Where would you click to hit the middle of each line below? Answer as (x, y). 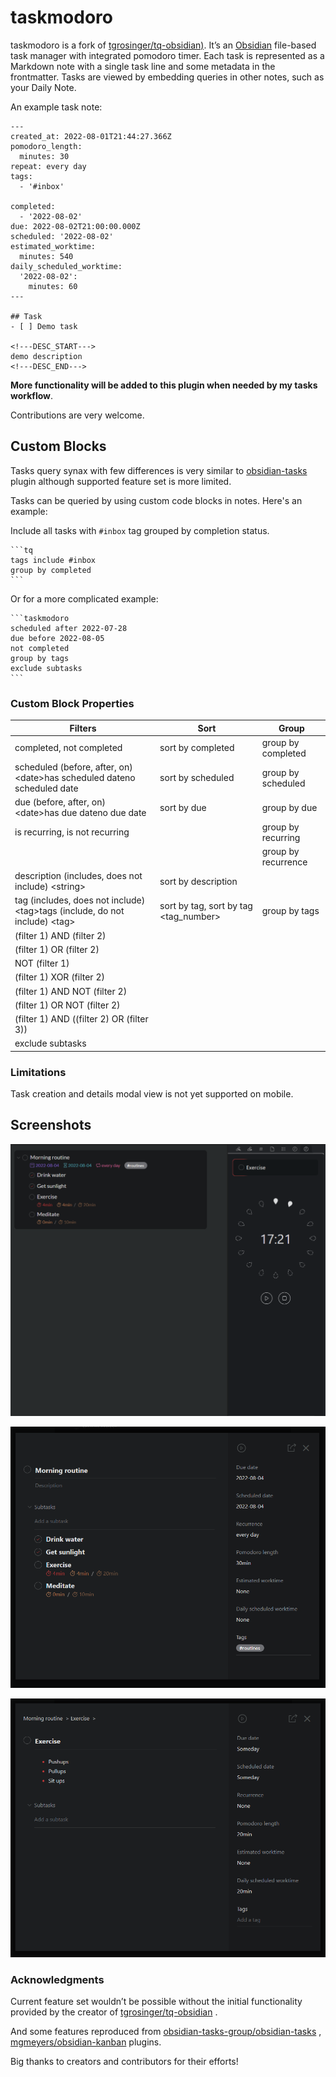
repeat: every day (48, 166)
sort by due (183, 807)
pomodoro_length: (46, 146)
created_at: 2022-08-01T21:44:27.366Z (91, 136)
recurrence (284, 862)
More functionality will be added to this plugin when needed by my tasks (164, 385)
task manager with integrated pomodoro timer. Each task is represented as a (167, 55)
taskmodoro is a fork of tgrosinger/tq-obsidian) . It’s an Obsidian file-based (163, 45)
